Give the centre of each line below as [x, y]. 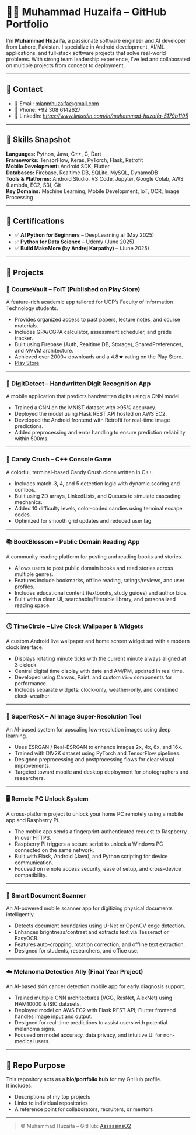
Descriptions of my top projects [52, 1097]
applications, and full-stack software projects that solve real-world [86, 53]
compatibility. [31, 875]
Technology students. [32, 308]
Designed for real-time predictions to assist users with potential [91, 1023]
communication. [34, 863]
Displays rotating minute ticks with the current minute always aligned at [100, 659]
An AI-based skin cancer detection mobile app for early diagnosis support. [96, 986]
